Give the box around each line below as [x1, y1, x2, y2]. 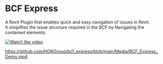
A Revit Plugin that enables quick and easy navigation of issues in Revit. [5, 19, 150, 25]
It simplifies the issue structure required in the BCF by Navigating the [5, 24, 145, 30]
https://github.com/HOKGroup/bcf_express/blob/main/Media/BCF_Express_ [5, 48, 158, 54]
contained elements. [5, 29, 47, 35]
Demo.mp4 [5, 53, 28, 59]
